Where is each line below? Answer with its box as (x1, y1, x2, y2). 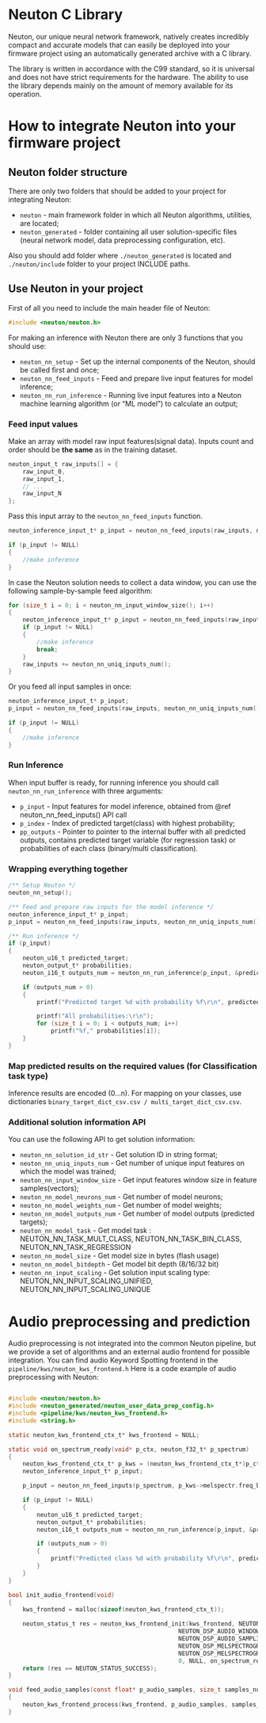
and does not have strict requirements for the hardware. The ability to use (8, 72, 249, 82)
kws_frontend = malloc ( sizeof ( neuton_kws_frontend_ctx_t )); (22, 1606, 225, 1614)
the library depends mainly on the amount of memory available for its (8, 81, 234, 90)
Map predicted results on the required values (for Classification (8, 1060, 257, 1072)
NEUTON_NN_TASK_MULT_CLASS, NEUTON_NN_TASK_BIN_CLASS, (19, 1234, 242, 1244)
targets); (19, 1217, 48, 1227)
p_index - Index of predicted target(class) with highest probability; (19, 818, 236, 827)
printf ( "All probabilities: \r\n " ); (36, 1012, 154, 1020)
